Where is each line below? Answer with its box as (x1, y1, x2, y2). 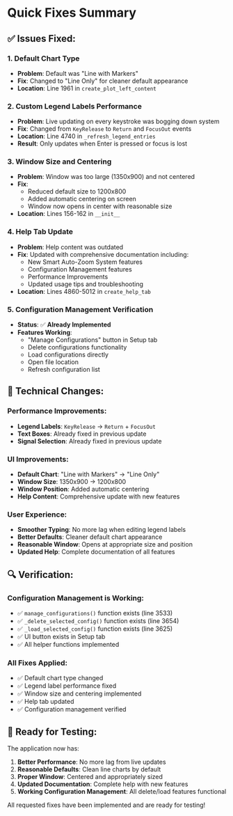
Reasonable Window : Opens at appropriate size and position (17, 540, 193, 549)
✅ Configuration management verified (17, 705, 127, 714)
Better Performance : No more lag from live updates (17, 758, 166, 767)
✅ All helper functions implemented (17, 641, 120, 649)
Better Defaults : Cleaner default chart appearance (17, 533, 163, 541)
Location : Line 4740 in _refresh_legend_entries (17, 132, 156, 141)
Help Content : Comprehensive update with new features (17, 492, 180, 501)
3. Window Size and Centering (7, 157, 112, 166)
